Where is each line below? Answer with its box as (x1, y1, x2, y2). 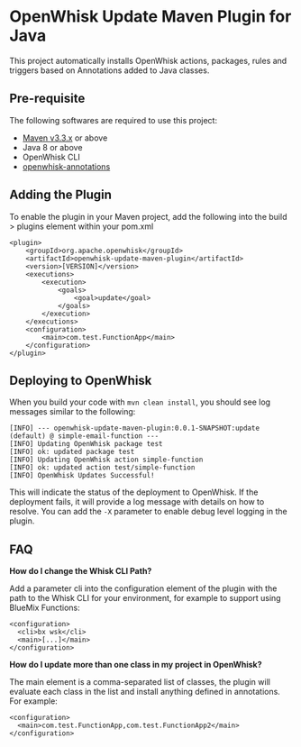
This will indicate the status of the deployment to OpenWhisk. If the (9, 487, 259, 497)
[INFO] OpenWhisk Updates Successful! (9, 471, 155, 480)
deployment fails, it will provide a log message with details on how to (9, 496, 265, 507)
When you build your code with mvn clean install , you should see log (9, 396, 271, 407)
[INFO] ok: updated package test (9, 448, 135, 457)
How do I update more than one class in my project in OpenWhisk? (9, 660, 263, 670)
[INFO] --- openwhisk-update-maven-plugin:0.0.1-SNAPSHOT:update (9, 424, 260, 433)
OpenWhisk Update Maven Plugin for (9, 6, 292, 27)
